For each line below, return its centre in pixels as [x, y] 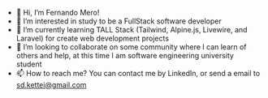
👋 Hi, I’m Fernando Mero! [58, 13]
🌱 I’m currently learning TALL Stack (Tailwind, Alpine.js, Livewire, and [132, 30]
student [29, 64]
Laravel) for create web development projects [92, 38]
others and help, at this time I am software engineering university [125, 55]
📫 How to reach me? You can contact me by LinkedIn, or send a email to [138, 73]
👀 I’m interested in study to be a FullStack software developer [119, 21]
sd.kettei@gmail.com [51, 85]
